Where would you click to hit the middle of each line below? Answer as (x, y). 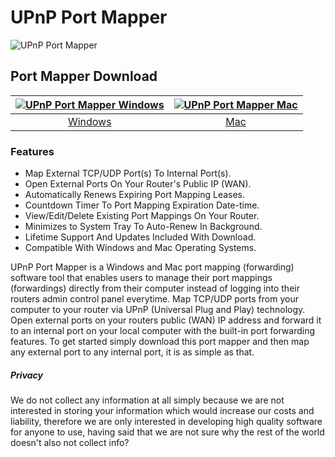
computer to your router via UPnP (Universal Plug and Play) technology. (158, 310)
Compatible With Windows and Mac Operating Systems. (140, 248)
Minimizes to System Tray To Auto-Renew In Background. (143, 227)
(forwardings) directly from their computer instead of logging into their (155, 288)
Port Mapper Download (84, 76)
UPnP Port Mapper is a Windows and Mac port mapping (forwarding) (152, 267)
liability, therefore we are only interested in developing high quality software (166, 422)
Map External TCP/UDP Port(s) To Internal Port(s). (128, 173)
